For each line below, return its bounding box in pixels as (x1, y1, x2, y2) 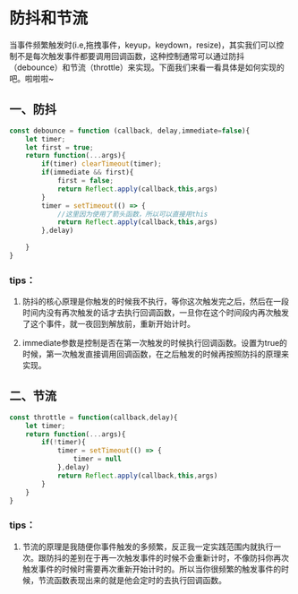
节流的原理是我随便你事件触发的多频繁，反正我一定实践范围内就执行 (21, 541, 274, 552)
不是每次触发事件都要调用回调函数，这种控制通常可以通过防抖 (16, 50, 244, 61)
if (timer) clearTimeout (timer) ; (41, 159, 163, 168)
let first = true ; (25, 142, 94, 152)
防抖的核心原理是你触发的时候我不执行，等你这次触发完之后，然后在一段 (21, 297, 289, 307)
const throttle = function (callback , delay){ (9, 413, 178, 422)
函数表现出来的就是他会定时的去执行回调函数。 (53, 574, 226, 585)
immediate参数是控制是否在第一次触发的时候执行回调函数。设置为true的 (21, 338, 288, 349)
